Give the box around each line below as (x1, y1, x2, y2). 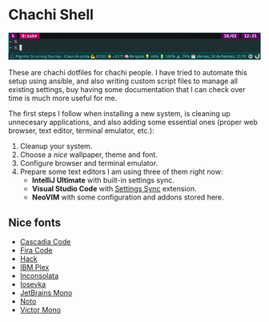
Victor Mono (19, 305, 62, 315)
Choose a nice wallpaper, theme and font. (19, 150, 158, 159)
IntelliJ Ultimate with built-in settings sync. (31, 175, 175, 185)
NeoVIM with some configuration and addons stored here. (31, 192, 224, 202)
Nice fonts (8, 215, 62, 229)
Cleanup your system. (19, 142, 93, 151)
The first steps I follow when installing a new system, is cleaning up (8, 109, 231, 119)
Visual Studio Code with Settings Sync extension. (31, 184, 197, 194)
